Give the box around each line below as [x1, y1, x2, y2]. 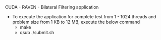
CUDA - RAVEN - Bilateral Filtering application [5, 4, 99, 10]
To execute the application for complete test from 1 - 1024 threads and [12, 14, 157, 19]
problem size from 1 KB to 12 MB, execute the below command [12, 19, 140, 25]
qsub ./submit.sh [19, 30, 54, 35]
